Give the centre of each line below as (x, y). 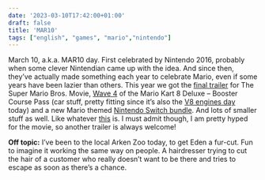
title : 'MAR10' (33, 30)
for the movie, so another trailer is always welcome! (92, 127)
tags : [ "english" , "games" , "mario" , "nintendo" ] (90, 37)
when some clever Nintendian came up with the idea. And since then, (121, 69)
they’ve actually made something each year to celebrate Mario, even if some (133, 77)
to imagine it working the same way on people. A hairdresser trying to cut (128, 151)
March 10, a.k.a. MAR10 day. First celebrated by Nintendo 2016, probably (127, 60)
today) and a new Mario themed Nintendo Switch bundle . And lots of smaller (132, 111)
